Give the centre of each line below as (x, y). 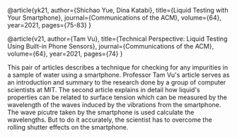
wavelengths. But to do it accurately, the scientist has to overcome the (110, 120)
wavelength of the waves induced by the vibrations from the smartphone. (114, 105)
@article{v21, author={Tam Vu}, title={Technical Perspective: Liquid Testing (117, 39)
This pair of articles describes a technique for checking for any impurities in (118, 67)
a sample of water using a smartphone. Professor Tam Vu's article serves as (118, 75)
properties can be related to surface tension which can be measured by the (117, 97)
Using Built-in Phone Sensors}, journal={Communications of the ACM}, (111, 46)
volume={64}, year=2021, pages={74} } (65, 54)
